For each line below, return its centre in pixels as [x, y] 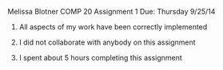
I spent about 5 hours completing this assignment [101, 58]
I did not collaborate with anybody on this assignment [108, 42]
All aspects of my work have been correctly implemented [113, 27]
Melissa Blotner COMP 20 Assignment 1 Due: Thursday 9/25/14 [111, 12]
